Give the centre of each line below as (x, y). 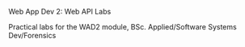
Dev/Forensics (32, 35)
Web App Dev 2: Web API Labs (60, 12)
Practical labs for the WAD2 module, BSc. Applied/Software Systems (122, 27)
